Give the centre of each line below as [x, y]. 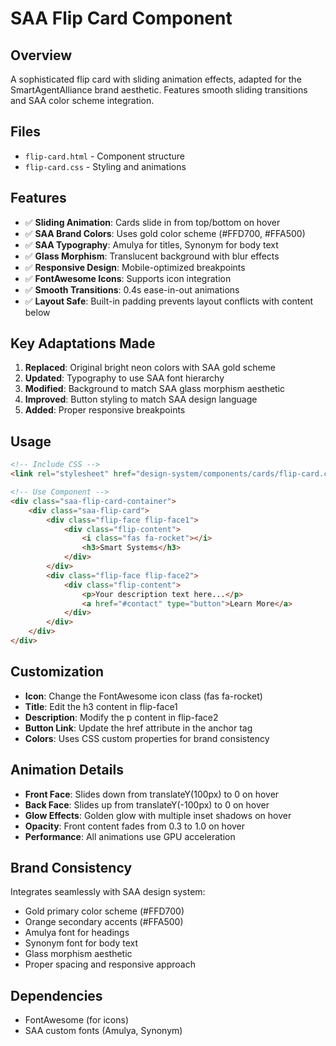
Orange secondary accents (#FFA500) [104, 922]
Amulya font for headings [77, 933]
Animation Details [67, 770]
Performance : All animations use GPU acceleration [130, 836]
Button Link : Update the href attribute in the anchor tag [138, 728]
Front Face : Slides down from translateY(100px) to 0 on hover [152, 794]
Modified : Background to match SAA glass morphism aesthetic [155, 389]
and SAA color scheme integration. [82, 100]
